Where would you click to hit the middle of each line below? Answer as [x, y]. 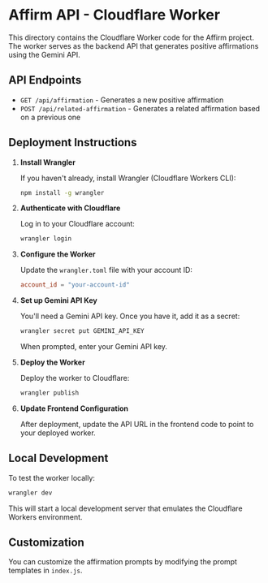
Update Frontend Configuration [74, 408]
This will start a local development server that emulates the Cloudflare [125, 508]
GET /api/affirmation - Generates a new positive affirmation [122, 100]
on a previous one [50, 117]
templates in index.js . [45, 571]
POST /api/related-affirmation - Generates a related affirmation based [140, 108]
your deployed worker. [58, 433]
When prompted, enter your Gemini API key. [94, 347]
